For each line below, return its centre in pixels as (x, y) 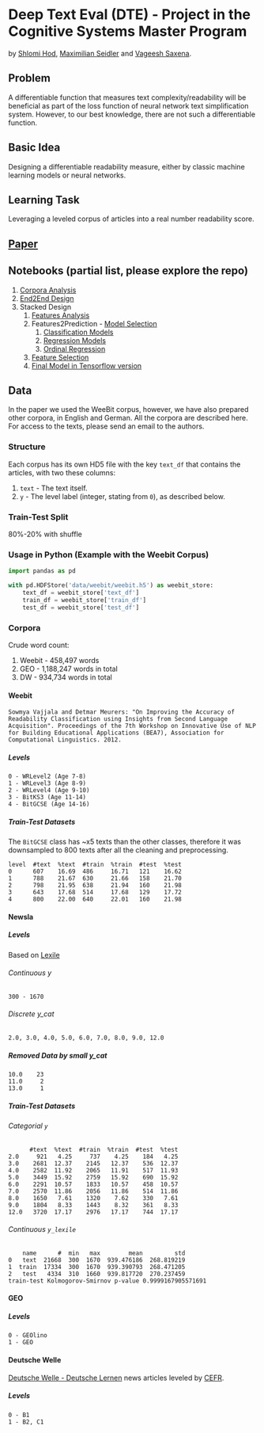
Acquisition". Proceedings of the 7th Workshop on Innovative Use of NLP (132, 726)
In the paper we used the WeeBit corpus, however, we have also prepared (128, 410)
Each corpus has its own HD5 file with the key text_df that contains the (124, 464)
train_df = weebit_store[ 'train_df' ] (85, 600)
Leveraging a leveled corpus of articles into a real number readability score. (131, 219)
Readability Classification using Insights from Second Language (118, 719)
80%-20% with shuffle (45, 534)
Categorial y (28, 1126)
